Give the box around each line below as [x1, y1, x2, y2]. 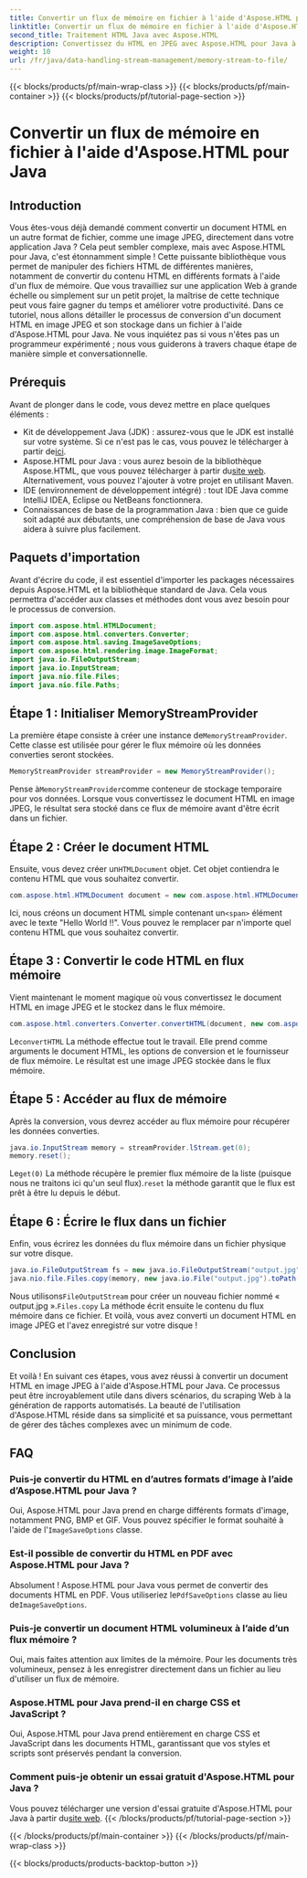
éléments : [9, 408, 49, 419]
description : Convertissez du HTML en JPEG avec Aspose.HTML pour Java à [9, 38, 297, 48]
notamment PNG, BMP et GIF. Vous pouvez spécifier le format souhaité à [9, 1514, 284, 1526]
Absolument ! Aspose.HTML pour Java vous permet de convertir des [9, 1579, 269, 1590]
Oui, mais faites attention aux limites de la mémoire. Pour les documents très [9, 1653, 298, 1664]
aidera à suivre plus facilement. [22, 523, 142, 535]
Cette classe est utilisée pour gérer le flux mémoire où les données [9, 739, 262, 750]
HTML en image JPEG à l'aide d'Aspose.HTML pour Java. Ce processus [9, 1380, 281, 1391]
